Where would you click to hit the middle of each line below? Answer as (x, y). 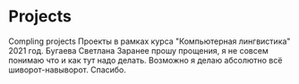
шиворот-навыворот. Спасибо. (68, 70)
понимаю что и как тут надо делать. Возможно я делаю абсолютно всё (145, 60)
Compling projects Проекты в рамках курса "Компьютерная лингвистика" (149, 41)
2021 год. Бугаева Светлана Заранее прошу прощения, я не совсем (139, 50)
